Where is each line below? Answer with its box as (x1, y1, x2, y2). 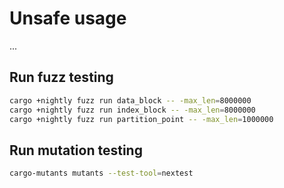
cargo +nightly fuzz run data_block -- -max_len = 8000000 (9, 95, 252, 106)
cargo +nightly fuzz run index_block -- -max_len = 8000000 (9, 105, 256, 115)
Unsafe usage (9, 7, 127, 30)
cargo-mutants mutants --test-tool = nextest (9, 168, 194, 179)
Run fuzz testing (9, 69, 114, 86)
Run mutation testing (9, 142, 143, 159)
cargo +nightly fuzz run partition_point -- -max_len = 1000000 (9, 114, 274, 124)
